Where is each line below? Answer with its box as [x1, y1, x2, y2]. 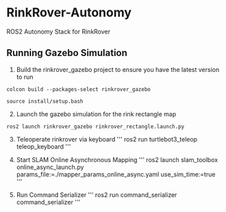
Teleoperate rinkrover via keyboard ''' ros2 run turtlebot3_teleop [16, 135, 198, 143]
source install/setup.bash [6, 98, 84, 105]
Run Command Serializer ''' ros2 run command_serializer [16, 190, 177, 199]
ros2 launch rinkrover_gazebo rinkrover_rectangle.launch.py [6, 123, 185, 130]
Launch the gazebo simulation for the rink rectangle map [16, 109, 177, 118]
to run [16, 72, 34, 81]
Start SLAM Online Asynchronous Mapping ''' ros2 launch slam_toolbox [16, 155, 218, 163]
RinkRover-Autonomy [6, 5, 131, 21]
